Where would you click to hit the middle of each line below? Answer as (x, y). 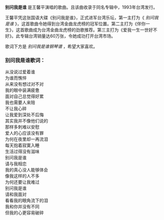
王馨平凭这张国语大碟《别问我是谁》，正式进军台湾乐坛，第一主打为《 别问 (80, 18)
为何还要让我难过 (22, 182)
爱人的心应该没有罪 (24, 133)
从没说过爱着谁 (20, 72)
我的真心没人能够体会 (26, 170)
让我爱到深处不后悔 (24, 115)
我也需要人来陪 (20, 102)
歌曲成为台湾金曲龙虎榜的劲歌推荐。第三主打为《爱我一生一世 (86, 30)
